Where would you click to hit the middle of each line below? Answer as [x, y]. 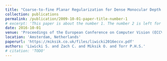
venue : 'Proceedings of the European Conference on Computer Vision [78, 32]
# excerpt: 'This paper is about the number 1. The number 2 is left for [83, 23]
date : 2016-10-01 [23, 28]
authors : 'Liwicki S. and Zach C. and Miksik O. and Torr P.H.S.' [75, 46]
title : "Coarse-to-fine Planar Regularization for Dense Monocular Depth [83, 10]
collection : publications [32, 14]
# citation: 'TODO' [25, 51]
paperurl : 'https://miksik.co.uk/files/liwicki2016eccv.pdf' [70, 42]
